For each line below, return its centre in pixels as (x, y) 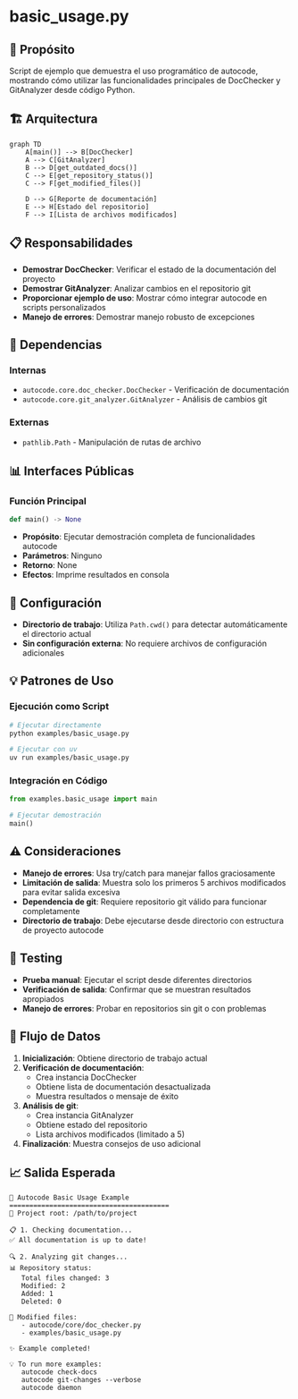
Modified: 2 (43, 1286)
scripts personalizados (64, 307)
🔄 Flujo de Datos (55, 1036)
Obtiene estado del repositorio (91, 1124)
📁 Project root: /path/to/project (74, 1214)
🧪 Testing (36, 958)
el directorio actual (57, 633)
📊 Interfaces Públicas (72, 471)
